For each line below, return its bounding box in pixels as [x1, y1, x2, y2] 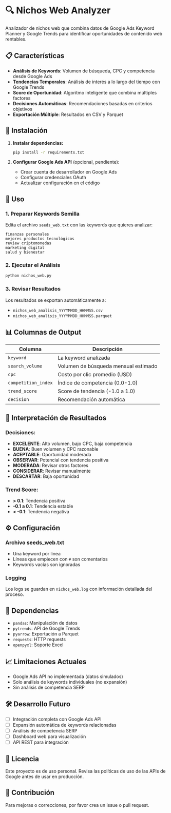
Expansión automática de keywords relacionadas [12, 722, 117, 728]
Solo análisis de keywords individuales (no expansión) [12, 679, 127, 685]
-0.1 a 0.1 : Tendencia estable [12, 503, 73, 509]
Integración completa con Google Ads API [12, 716, 102, 722]
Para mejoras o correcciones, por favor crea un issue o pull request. [5, 802, 149, 808]
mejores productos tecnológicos [5, 236, 74, 242]
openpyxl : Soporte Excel [12, 642, 64, 648]
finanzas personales [5, 232, 50, 237]
